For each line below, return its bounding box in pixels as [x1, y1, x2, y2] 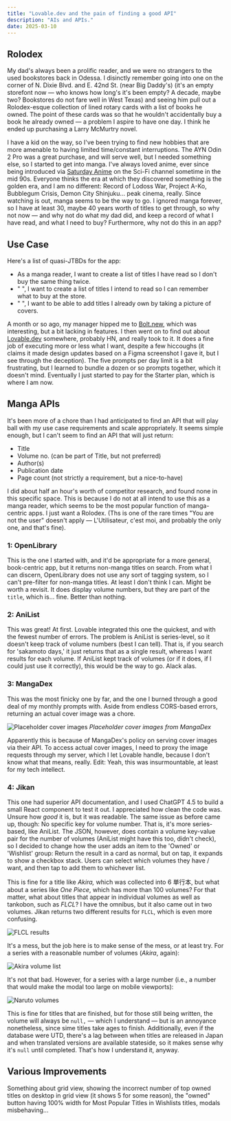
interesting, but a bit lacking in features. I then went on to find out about [7, 327, 210, 335]
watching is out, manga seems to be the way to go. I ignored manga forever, [7, 197, 223, 205]
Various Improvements [7, 1066, 107, 1078]
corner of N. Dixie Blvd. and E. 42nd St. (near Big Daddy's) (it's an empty [7, 81, 214, 89]
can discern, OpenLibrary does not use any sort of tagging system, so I [7, 571, 209, 579]
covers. [16, 307, 39, 315]
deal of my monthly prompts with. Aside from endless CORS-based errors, [7, 702, 218, 710]
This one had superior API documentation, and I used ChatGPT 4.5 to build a [7, 798, 224, 806]
